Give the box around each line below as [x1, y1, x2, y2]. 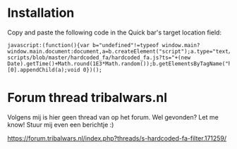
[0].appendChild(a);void [7, 66, 80, 73]
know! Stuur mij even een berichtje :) [7, 120, 114, 129]
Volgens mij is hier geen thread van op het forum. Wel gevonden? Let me [7, 112, 219, 121]
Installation [7, 5, 75, 21]
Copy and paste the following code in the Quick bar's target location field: [7, 28, 222, 37]
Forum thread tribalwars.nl [7, 90, 168, 106]
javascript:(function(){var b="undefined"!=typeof [7, 41, 159, 48]
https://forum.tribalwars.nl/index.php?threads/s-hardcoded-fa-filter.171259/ [7, 134, 227, 142]
